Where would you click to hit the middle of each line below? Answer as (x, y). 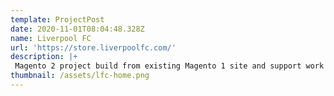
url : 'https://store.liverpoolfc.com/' (93, 47)
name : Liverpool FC (51, 38)
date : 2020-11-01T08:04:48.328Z (77, 29)
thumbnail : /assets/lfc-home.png (80, 76)
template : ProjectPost (57, 19)
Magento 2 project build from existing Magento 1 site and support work (169, 66)
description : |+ (44, 57)
